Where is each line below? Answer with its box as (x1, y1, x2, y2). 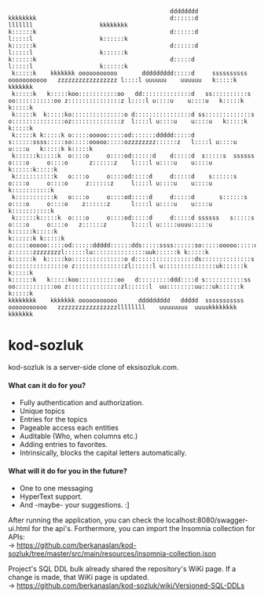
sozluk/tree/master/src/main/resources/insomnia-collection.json (8, 549, 216, 559)
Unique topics (19, 406, 65, 416)
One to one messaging (19, 484, 93, 493)
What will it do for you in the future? (8, 466, 128, 475)
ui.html (8, 524, 31, 533)
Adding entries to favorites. (19, 440, 108, 449)
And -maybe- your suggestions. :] (19, 500, 130, 510)
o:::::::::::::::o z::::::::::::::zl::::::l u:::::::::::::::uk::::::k (8, 262, 247, 270)
